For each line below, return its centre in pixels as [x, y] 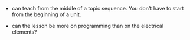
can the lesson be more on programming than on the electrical [88, 26]
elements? [24, 32]
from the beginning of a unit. [46, 14]
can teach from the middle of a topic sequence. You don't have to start [98, 8]
